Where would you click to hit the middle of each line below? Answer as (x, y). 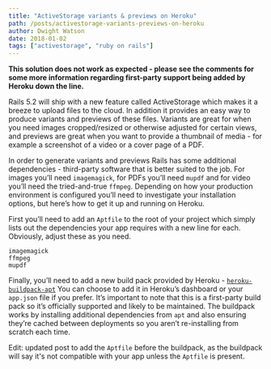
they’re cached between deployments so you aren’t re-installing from (123, 324)
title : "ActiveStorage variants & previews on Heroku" (103, 16)
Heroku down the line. (46, 87)
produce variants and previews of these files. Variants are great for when (130, 119)
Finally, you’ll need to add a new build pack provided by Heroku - (116, 281)
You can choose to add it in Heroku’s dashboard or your (150, 289)
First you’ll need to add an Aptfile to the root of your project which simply (132, 219)
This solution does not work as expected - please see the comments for (131, 69)
